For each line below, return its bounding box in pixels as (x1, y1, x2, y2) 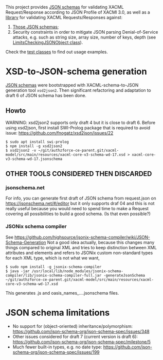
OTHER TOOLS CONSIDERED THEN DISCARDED (5, 170, 152, 178)
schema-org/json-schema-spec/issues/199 (12, 349, 100, 355)
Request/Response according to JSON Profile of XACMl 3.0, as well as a (5, 9, 150, 15)
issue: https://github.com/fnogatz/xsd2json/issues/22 (5, 130, 113, 136)
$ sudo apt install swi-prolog (5, 139, 69, 144)
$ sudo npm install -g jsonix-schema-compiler (5, 264, 102, 269)
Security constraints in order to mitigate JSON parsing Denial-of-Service (12, 29, 159, 35)
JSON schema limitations (5, 307, 110, 318)
